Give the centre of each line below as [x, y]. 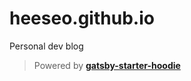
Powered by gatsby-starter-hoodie [107, 65]
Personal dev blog [46, 46]
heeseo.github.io [82, 18]
